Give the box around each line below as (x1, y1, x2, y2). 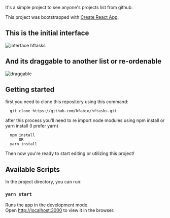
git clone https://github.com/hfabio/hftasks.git (10, 109, 117, 114)
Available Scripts (5, 165, 60, 174)
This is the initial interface (5, 29, 89, 38)
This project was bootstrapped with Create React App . (5, 14, 119, 20)
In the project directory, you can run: (5, 179, 82, 185)
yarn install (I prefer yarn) (5, 123, 58, 129)
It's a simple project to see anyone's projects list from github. (5, 5, 133, 10)
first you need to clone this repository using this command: (5, 99, 128, 105)
